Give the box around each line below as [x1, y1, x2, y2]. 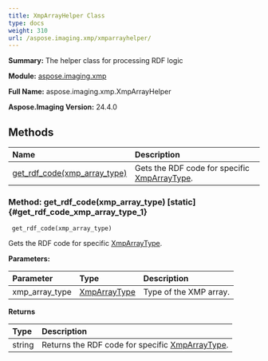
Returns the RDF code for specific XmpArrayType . [41, 339, 229, 351]
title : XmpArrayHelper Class [8, 11, 105, 20]
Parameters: [8, 254, 50, 264]
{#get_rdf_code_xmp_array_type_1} [8, 206, 148, 217]
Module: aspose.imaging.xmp [8, 71, 107, 81]
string [12, 339, 34, 351]
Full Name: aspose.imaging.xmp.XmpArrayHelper [8, 87, 171, 97]
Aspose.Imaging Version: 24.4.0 [8, 102, 117, 112]
